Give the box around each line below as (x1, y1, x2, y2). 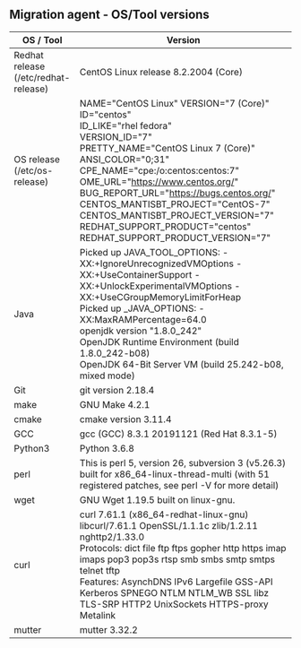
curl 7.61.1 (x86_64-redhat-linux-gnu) (79, 508, 249, 521)
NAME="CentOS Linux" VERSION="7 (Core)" (79, 97, 270, 109)
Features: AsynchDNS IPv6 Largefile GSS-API (79, 575, 273, 588)
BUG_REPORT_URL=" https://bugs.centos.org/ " (79, 186, 276, 199)
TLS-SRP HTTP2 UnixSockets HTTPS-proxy (79, 598, 269, 610)
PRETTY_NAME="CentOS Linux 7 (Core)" (79, 142, 255, 154)
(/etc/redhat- (13, 71, 71, 83)
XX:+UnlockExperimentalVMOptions (79, 280, 233, 292)
